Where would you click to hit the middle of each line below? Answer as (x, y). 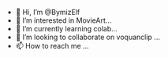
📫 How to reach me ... (52, 46)
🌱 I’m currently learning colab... (67, 29)
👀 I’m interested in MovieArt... (63, 20)
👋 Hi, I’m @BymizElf (48, 12)
